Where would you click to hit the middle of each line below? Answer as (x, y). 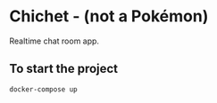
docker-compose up (43, 89)
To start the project (64, 69)
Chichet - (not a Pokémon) (109, 16)
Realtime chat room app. (54, 41)
